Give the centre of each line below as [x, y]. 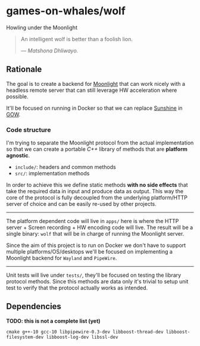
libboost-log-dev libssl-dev [82, 337]
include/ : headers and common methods [65, 167]
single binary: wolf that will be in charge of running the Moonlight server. [95, 234]
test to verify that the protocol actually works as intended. [77, 288]
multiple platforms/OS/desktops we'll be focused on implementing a [89, 252]
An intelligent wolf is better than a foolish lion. [76, 39]
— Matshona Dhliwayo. [49, 50]
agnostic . [18, 156]
